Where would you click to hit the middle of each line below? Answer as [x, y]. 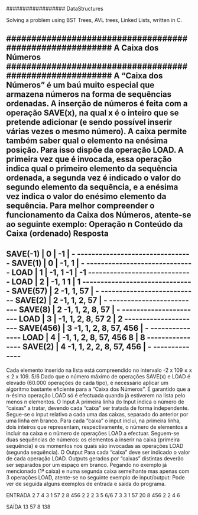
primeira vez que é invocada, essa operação [89, 159]
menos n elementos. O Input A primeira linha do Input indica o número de [95, 402]
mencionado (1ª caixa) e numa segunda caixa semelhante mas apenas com [98, 471]
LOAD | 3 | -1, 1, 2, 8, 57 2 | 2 [71, 319]
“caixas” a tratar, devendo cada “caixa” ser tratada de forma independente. [98, 408]
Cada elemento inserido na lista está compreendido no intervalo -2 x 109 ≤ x [99, 370]
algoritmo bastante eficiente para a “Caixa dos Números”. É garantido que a [98, 389]
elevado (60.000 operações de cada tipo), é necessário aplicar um [87, 383]
